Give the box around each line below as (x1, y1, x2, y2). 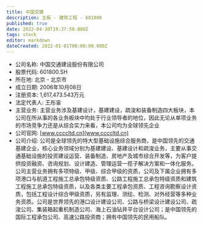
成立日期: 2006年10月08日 (15, 83, 82, 90)
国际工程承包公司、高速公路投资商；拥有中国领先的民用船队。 (15, 213, 171, 221)
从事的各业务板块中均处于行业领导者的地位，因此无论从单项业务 (36, 114, 197, 121)
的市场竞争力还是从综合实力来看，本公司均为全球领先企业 (15, 122, 160, 129)
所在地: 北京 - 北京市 (15, 76, 67, 83)
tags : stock (6, 32, 37, 38)
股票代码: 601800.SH (15, 68, 68, 75)
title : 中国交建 (6, 9, 44, 15)
